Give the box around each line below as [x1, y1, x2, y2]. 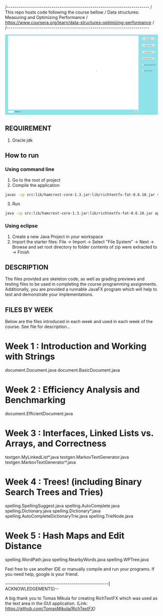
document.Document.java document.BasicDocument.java [5, 367, 120, 373]
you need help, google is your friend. [5, 571, 79, 577]
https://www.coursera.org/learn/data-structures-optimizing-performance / [5, 19, 154, 25]
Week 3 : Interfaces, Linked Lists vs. [5, 428, 154, 439]
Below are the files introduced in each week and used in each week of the [5, 319, 153, 325]
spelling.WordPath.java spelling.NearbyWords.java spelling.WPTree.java [5, 557, 149, 562]
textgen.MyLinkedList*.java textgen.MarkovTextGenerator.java [5, 454, 130, 460]
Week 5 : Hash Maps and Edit [5, 530, 125, 542]
